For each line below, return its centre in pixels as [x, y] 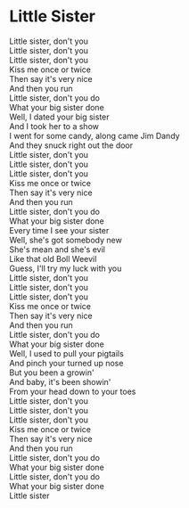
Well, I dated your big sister [59, 117]
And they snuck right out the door [71, 145]
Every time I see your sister [59, 230]
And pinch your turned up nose [66, 363]
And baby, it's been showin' [60, 381]
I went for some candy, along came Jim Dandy [94, 135]
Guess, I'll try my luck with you [66, 268]
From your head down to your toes [73, 391]
